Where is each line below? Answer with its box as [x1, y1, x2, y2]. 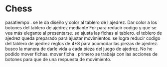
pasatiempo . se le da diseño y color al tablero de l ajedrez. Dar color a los [5, 19, 158, 25]
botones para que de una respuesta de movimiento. [5, 56, 111, 62]
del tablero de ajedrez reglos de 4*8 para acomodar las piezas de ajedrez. [5, 40, 159, 46]
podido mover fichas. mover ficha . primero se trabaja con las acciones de [5, 51, 158, 57]
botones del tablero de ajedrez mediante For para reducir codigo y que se [5, 24, 157, 30]
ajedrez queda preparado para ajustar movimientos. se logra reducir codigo [5, 35, 161, 41]
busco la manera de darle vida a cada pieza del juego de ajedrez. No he [5, 46, 153, 52]
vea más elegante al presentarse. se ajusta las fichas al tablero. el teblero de [5, 30, 163, 36]
